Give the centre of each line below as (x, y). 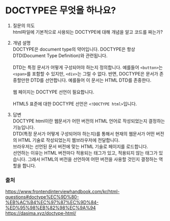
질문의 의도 (24, 26)
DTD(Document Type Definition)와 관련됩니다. (60, 55)
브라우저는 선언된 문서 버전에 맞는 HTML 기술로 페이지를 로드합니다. (80, 146)
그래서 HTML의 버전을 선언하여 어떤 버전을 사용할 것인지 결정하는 (93, 159)
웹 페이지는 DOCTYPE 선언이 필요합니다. (53, 92)
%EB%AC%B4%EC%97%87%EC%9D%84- (52, 203)
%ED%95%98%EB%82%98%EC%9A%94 (51, 208)
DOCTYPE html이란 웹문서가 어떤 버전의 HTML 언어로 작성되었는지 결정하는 (89, 121)
